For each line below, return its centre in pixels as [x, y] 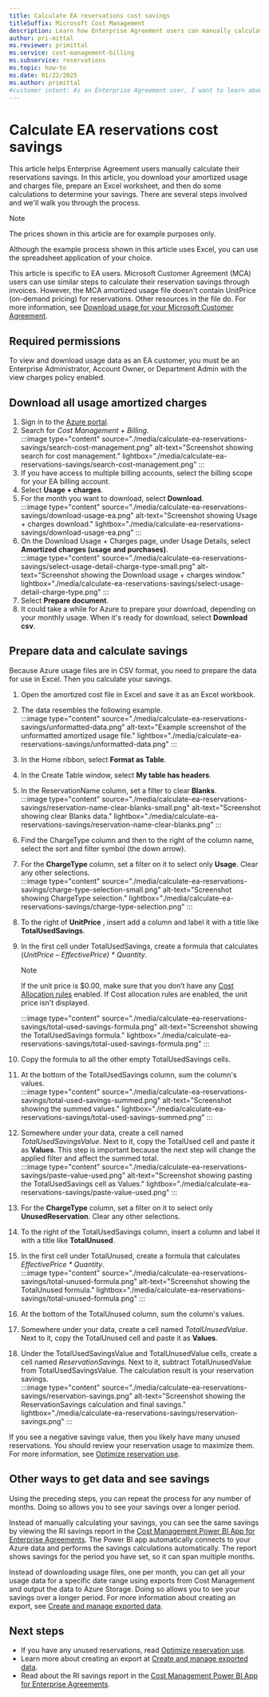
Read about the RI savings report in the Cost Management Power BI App [139, 1676]
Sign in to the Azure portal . [65, 422]
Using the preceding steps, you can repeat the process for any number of [130, 1498]
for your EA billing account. [65, 481]
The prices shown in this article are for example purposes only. [113, 234]
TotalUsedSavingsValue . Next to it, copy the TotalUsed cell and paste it [138, 1141]
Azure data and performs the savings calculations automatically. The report [133, 1548]
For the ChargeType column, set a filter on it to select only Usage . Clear [139, 864]
